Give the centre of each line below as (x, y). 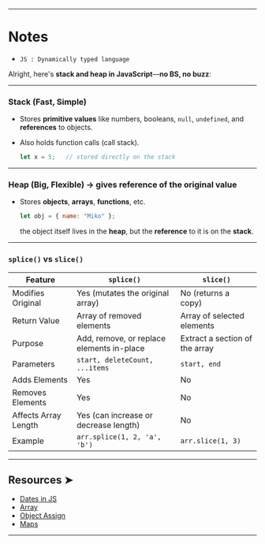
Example (28, 441)
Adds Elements (40, 379)
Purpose (28, 343)
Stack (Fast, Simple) (47, 102)
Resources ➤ (41, 480)
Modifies (28, 292)
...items (93, 368)
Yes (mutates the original (123, 292)
